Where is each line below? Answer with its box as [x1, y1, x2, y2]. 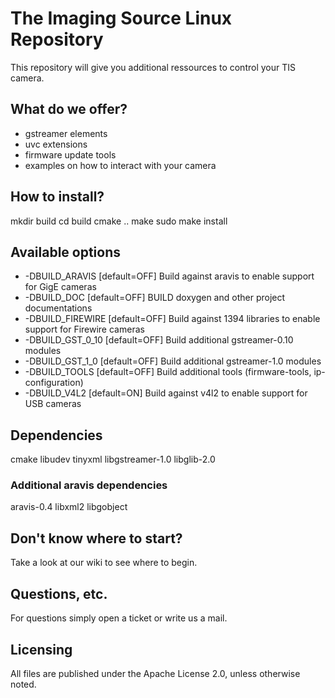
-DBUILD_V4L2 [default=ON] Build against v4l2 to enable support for [24, 387, 308, 399]
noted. [10, 678, 37, 690]
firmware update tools [24, 148, 117, 161]
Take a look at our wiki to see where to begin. [10, 557, 198, 569]
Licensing [10, 641, 73, 658]
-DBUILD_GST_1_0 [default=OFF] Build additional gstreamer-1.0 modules [24, 355, 322, 367]
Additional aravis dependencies [10, 478, 168, 492]
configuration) [24, 377, 84, 389]
